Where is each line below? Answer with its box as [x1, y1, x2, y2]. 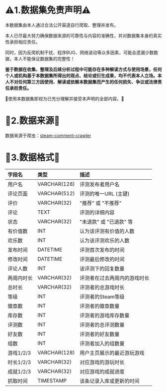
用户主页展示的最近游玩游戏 [79, 349, 145, 356]
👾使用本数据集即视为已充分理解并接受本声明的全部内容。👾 [5, 95, 124, 101]
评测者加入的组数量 [79, 340, 125, 347]
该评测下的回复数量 [79, 265, 125, 272]
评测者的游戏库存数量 [79, 312, 130, 319]
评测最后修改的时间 [79, 256, 125, 263]
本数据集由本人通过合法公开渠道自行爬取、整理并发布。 [5, 22, 118, 28]
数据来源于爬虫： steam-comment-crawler [5, 132, 91, 138]
